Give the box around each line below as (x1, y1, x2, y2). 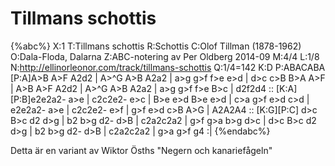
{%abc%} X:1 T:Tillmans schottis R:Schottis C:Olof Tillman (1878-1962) (10, 40, 302, 52)
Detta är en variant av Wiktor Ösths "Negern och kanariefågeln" (10, 144, 273, 156)
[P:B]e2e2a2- (10, 93, 67, 105)
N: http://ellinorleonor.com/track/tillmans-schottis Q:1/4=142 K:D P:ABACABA (10, 61, 326, 73)
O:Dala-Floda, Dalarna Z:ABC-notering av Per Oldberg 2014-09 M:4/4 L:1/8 (10, 50, 320, 62)
